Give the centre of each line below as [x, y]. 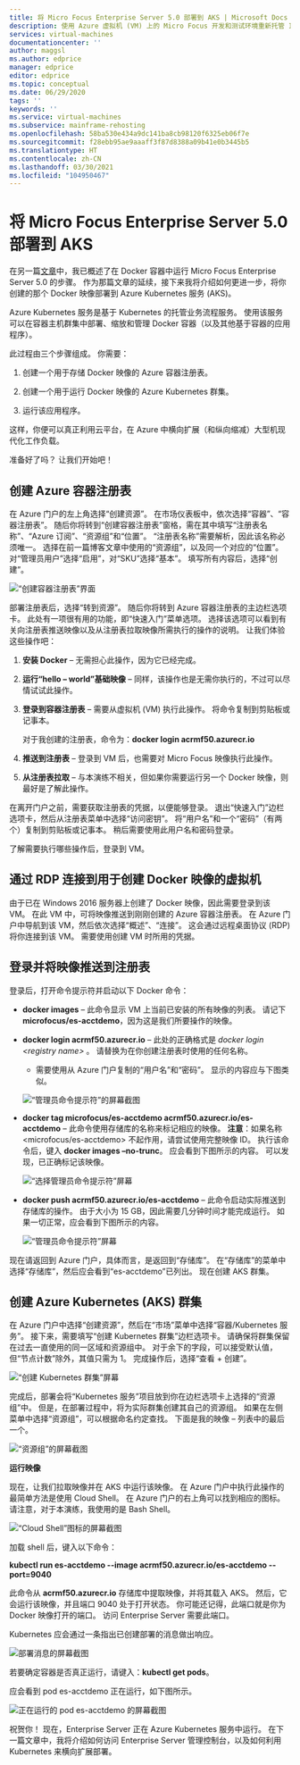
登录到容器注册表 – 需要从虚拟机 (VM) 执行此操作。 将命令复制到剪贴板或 [156, 709]
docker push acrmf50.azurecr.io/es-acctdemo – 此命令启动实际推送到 [154, 1200]
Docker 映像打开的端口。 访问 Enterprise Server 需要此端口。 [122, 1615]
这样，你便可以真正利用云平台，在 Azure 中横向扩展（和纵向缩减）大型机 [144, 430]
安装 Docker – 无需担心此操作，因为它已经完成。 [111, 660]
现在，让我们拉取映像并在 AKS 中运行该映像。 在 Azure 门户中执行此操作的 [147, 1487]
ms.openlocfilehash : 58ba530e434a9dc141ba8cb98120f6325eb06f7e [129, 134]
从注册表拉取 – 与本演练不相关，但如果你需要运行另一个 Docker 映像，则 [155, 777]
